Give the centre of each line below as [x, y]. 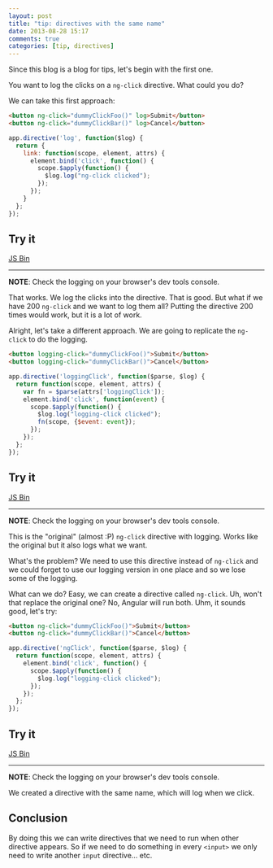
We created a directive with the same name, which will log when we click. [131, 792]
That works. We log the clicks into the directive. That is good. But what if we [136, 298]
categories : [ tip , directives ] [61, 46]
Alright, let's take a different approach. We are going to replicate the [122, 331]
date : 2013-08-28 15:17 [49, 31]
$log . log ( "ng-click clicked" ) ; [97, 176]
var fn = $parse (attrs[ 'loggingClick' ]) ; [94, 391]
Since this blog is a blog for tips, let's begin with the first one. [111, 69]
